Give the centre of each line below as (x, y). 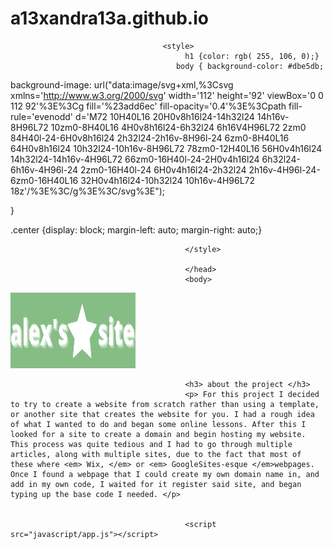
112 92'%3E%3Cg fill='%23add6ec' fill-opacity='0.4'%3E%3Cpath (148, 106)
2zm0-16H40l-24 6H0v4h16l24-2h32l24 (163, 169)
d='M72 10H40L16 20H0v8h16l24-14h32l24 (164, 116)
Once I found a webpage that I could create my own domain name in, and (165, 474)
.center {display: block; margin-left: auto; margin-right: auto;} (136, 229)
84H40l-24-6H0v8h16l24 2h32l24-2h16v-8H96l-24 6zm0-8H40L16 (150, 138)
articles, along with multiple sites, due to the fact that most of (156, 454)
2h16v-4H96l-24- (284, 169)
